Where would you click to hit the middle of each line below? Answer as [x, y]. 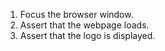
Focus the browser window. [76, 14]
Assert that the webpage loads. [84, 25]
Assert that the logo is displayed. [87, 35]
